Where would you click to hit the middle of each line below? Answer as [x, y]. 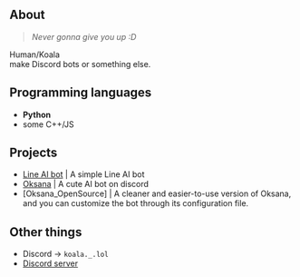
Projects [34, 153]
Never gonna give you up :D [84, 36]
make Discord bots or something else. [80, 64]
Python [37, 114]
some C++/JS [48, 124]
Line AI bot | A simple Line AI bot [83, 174]
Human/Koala [35, 54]
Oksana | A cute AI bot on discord [86, 184]
